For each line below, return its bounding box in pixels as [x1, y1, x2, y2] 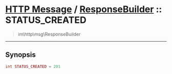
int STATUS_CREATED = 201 [5, 64, 60, 69]
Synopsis [5, 51, 36, 59]
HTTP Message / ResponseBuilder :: [5, 4, 162, 15]
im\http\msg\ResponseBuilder [17, 31, 81, 37]
